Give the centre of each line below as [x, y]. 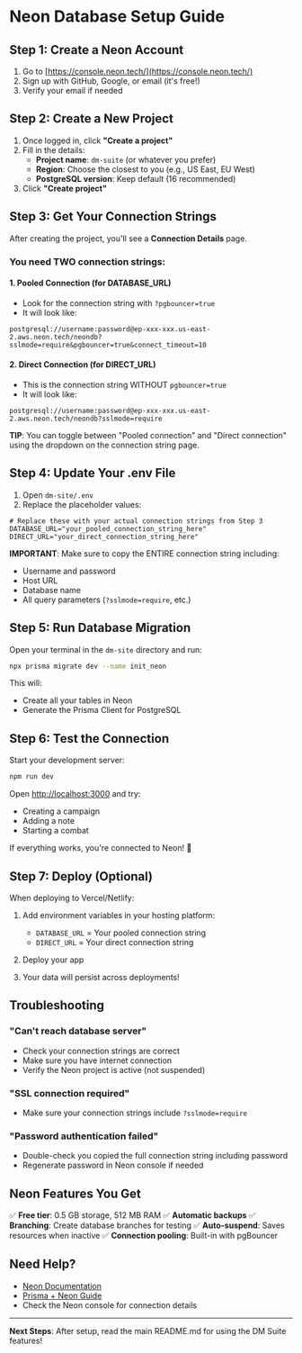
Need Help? [43, 1264]
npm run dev [31, 777]
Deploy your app [53, 960]
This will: [26, 683]
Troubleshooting [57, 1006]
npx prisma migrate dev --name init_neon [88, 666]
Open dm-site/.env [58, 495]
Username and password [69, 571]
